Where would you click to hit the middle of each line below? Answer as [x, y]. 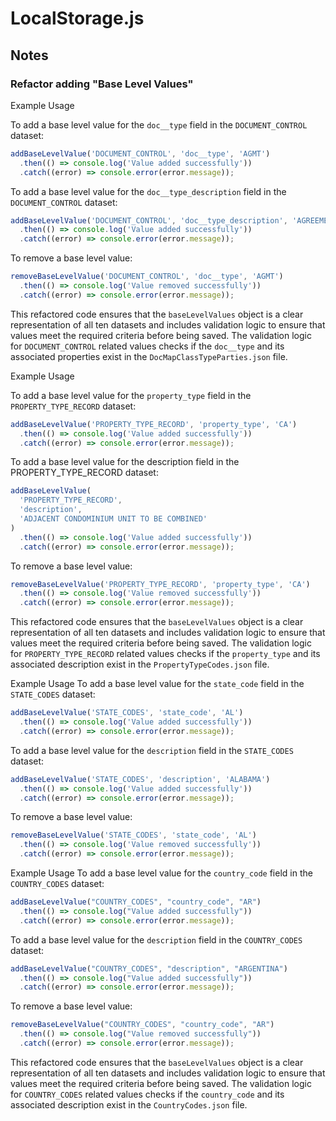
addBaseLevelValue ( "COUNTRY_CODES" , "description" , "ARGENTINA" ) [149, 968]
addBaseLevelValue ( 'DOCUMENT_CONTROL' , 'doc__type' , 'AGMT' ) [140, 153]
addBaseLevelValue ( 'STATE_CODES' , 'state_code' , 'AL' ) [127, 713]
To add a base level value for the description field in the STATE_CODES [152, 750]
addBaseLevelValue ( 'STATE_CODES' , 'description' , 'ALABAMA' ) [140, 779]
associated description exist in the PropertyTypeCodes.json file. [140, 664]
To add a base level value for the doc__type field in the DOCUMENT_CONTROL [159, 124]
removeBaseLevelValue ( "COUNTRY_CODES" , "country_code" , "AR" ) [142, 1025]
